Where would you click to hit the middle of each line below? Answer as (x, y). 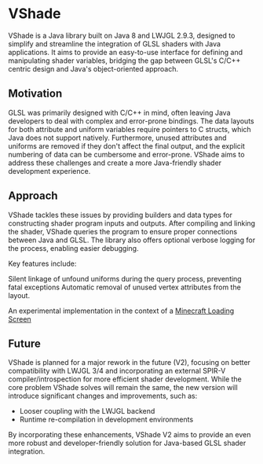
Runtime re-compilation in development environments (106, 420)
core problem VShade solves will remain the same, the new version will (123, 388)
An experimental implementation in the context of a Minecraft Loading (121, 311)
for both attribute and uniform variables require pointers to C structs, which (130, 129)
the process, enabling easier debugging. (73, 248)
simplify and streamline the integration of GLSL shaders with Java (115, 43)
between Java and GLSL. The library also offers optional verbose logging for (132, 240)
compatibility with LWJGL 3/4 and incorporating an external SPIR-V (117, 371)
